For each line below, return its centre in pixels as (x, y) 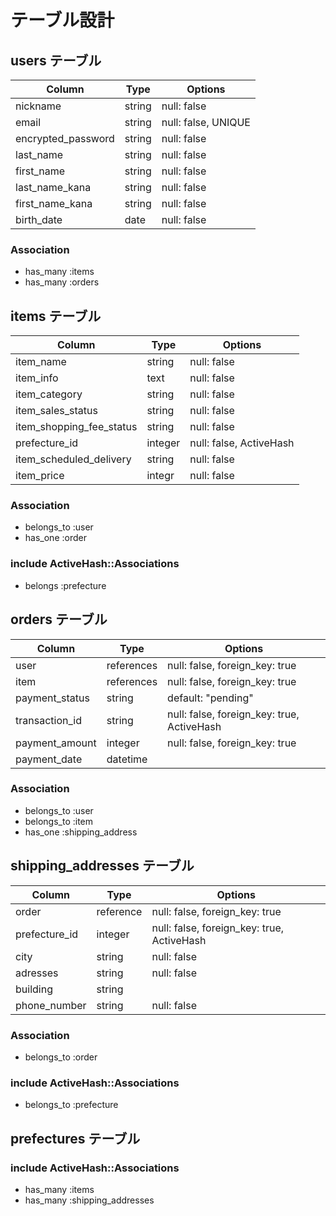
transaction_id (48, 720)
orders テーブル (59, 619)
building (34, 989)
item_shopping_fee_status (76, 427)
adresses (37, 973)
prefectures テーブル (75, 1138)
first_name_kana (54, 203)
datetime (127, 759)
